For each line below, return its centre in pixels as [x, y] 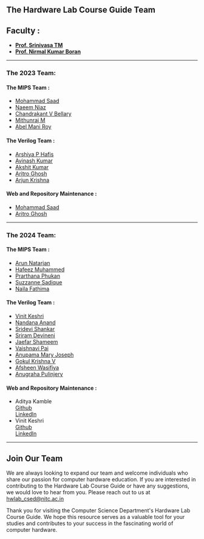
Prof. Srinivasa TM [39, 45]
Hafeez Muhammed [40, 269]
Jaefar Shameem [36, 342]
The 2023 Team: [31, 73]
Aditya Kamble [33, 401]
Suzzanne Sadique [39, 282]
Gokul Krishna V [35, 361]
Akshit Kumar [32, 167]
